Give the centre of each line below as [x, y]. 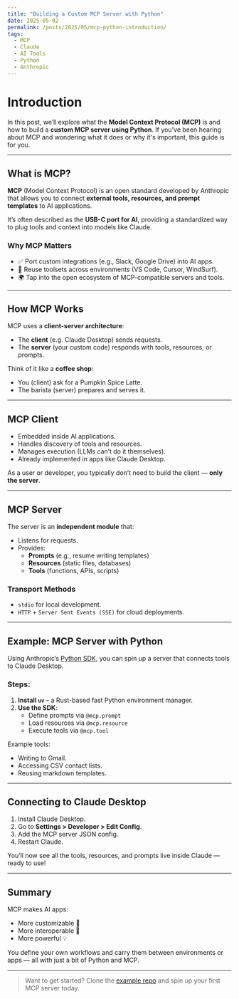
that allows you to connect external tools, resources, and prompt [104, 198]
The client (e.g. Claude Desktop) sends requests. [90, 340]
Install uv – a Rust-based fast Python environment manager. [105, 700]
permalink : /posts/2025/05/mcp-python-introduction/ [87, 27]
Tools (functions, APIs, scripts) [74, 571]
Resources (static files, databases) [80, 563]
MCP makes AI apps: [38, 909]
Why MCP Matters [40, 246]
